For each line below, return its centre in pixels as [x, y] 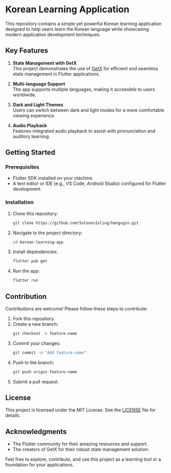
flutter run [25, 280]
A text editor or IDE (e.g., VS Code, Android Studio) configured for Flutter [89, 183]
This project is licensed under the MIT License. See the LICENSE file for [81, 410]
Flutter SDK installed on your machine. [53, 178]
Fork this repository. [34, 319]
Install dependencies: [35, 252]
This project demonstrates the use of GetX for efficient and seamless [85, 68]
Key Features [27, 50]
